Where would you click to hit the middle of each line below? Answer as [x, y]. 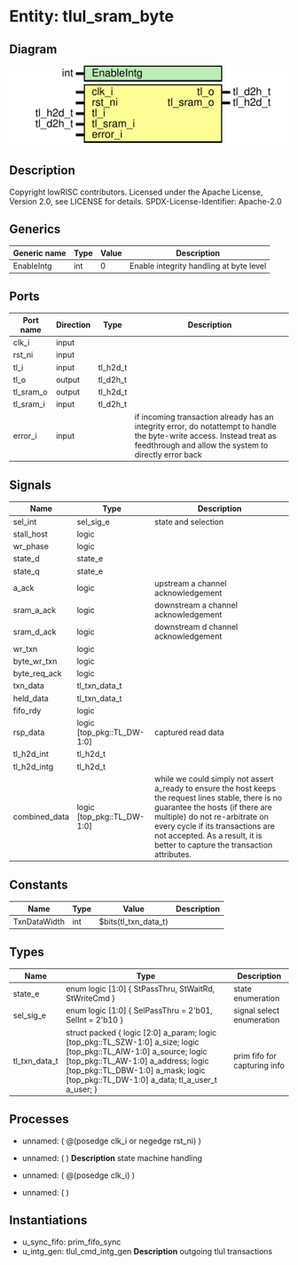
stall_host [31, 534]
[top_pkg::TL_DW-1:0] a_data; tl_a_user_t [141, 1079]
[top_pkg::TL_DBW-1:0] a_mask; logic [136, 1070]
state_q [26, 571]
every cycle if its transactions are [215, 826]
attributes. [173, 854]
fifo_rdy [27, 710]
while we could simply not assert [214, 778]
